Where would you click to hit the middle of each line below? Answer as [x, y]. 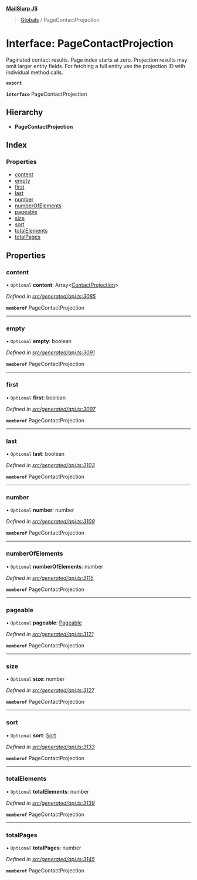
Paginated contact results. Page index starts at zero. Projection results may [97, 60]
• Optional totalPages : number [44, 848]
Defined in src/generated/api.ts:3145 [50, 859]
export [14, 83]
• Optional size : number [35, 679]
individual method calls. [35, 72]
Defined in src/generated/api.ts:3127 [50, 690]
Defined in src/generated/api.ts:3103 [50, 465]
